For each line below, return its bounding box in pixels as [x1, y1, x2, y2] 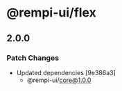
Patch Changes [6, 53, 60, 63]
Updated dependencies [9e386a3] [16, 68, 116, 77]
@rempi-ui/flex [6, 5, 96, 21]
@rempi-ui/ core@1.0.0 [26, 76, 91, 84]
